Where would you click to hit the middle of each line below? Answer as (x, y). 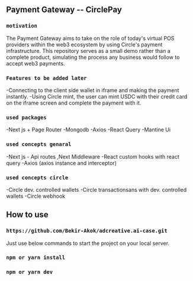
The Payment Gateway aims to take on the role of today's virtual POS (90, 38)
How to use (27, 215)
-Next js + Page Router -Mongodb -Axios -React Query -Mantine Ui (88, 130)
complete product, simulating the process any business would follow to (93, 57)
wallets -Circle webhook (36, 196)
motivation (22, 26)
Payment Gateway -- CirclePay (64, 10)
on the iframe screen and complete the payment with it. (74, 103)
